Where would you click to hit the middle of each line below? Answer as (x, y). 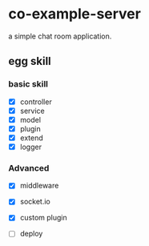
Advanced (29, 167)
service (32, 111)
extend (31, 138)
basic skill (28, 84)
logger (31, 147)
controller (36, 102)
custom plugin (43, 218)
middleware (39, 186)
